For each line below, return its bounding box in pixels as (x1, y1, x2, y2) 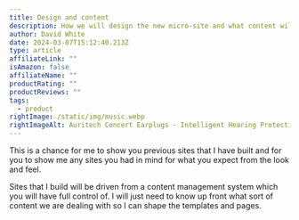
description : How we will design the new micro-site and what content (9, 21, 277, 30)
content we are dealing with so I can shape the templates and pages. (9, 200, 263, 210)
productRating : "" (9, 79, 77, 88)
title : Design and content (9, 12, 109, 22)
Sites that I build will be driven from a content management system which (9, 182, 279, 191)
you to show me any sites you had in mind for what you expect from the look (9, 155, 289, 165)
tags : (9, 95, 29, 105)
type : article (9, 46, 62, 55)
